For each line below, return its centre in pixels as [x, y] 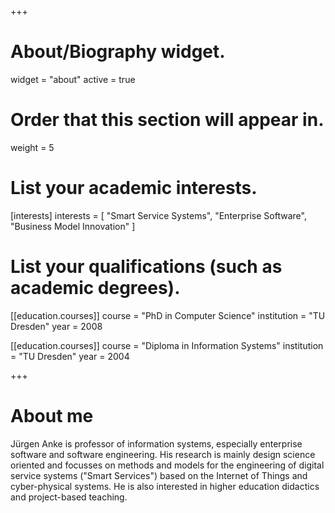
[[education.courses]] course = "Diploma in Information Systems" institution [167, 345]
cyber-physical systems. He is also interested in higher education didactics [165, 486]
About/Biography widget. [118, 52]
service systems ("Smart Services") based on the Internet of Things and [159, 475]
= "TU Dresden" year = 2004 [70, 356]
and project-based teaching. [69, 497]
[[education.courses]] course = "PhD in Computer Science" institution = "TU [168, 315]
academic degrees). [95, 288]
